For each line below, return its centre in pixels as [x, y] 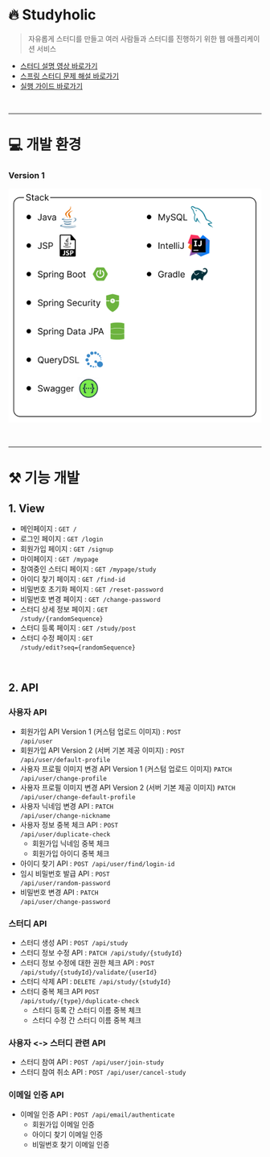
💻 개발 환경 [45, 145]
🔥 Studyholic [52, 15]
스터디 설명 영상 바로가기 [59, 65]
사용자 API [28, 712]
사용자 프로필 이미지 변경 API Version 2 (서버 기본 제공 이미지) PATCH [127, 787]
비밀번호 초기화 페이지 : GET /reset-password [92, 589]
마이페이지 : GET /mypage [59, 558]
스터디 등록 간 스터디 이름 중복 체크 [87, 1010]
